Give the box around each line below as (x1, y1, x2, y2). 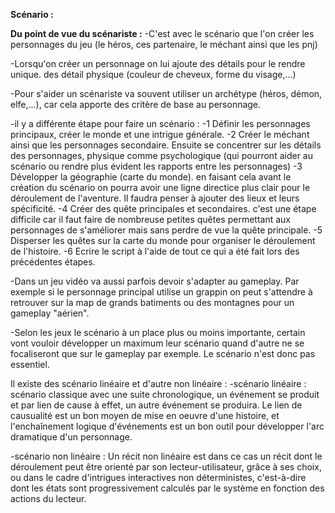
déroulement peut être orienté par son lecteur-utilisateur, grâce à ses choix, (10, 461, 322, 473)
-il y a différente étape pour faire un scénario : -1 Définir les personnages (10, 118, 311, 129)
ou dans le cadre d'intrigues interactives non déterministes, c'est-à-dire (10, 472, 307, 483)
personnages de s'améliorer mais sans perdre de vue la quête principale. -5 (10, 224, 323, 236)
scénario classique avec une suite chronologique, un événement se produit (10, 389, 320, 400)
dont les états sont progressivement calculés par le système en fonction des (10, 482, 325, 494)
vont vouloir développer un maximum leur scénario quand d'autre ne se (10, 337, 305, 349)
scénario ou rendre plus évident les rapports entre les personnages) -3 (10, 160, 303, 172)
